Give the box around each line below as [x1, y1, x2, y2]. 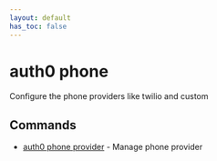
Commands [9, 117, 77, 133]
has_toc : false [9, 22, 67, 31]
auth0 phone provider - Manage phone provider [22, 142, 203, 153]
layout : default [9, 13, 71, 23]
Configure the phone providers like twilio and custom [9, 91, 209, 102]
